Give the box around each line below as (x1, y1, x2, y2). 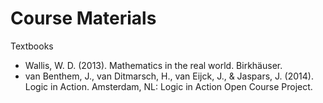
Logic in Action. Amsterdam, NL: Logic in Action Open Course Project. (24, 80, 313, 92)
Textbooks (10, 40, 54, 52)
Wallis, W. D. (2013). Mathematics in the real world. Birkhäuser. (24, 59, 283, 71)
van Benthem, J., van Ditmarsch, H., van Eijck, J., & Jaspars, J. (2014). (24, 70, 314, 82)
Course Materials (10, 7, 157, 30)
